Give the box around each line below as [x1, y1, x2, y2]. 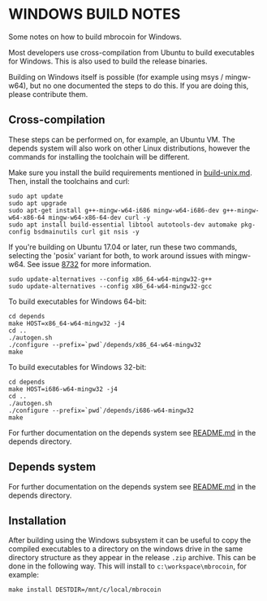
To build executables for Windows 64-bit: [8, 296, 148, 306]
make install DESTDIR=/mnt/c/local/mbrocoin [8, 586, 161, 594]
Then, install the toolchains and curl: [8, 176, 130, 186]
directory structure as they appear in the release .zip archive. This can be [8, 553, 256, 563]
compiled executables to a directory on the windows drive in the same [8, 544, 243, 554]
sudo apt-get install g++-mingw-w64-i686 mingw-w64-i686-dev [8, 206, 220, 214]
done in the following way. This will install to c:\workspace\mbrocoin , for [8, 561, 248, 571]
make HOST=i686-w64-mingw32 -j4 [8, 384, 118, 393]
